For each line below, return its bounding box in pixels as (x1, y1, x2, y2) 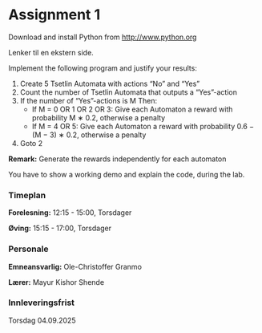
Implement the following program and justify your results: (8, 63, 198, 73)
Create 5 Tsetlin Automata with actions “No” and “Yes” (19, 79, 200, 88)
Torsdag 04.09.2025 (8, 315, 76, 325)
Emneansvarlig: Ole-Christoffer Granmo (8, 262, 143, 271)
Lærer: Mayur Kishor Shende (8, 277, 105, 286)
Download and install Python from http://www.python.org (8, 32, 197, 42)
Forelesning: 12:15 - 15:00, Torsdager (8, 208, 132, 217)
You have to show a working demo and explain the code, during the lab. (8, 169, 245, 179)
